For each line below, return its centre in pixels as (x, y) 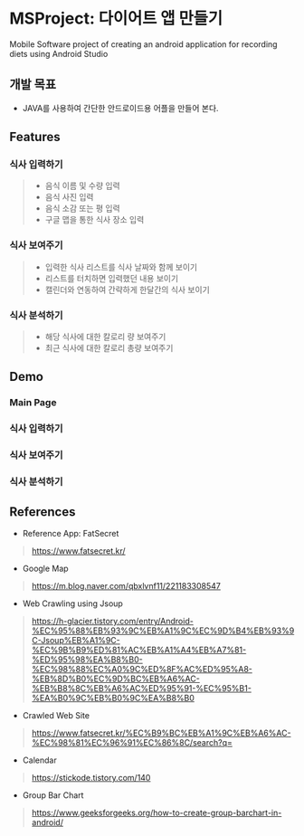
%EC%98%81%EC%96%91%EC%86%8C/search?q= (132, 742)
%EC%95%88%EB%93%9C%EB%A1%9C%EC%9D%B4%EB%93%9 (163, 631)
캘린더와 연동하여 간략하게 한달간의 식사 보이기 (127, 290)
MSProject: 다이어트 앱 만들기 (116, 19)
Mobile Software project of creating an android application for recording (143, 44)
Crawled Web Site (56, 715)
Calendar (39, 760)
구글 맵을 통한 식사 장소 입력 (95, 220)
